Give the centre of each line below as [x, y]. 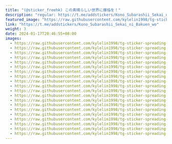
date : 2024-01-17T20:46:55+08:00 [41, 34]
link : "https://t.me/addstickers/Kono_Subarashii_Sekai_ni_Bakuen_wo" [82, 24]
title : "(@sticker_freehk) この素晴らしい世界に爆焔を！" [63, 10]
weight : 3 [16, 29]
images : [14, 39]
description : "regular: [31, 15]
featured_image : [23, 19]
